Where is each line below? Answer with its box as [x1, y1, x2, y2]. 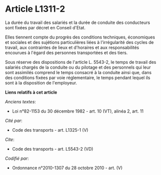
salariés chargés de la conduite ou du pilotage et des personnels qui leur [5, 64, 151, 70]
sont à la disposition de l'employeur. [5, 79, 77, 86]
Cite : [5, 136, 15, 142]
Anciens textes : [5, 98, 36, 104]
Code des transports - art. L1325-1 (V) [12, 127, 89, 133]
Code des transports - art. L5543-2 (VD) [12, 146, 93, 152]
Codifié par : [5, 155, 29, 161]
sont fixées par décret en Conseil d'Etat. [5, 24, 86, 30]
